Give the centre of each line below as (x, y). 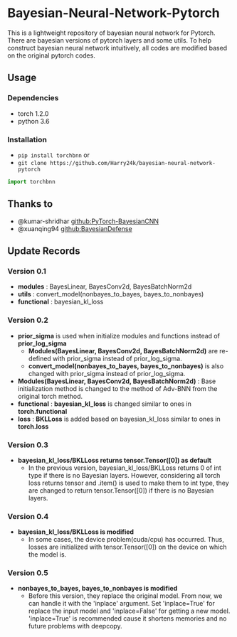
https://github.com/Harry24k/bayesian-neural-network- (132, 163)
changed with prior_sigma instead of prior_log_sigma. (107, 373)
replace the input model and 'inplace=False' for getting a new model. (129, 611)
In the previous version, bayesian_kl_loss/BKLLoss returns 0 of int (125, 468)
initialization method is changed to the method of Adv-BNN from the (117, 388)
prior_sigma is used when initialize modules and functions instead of (119, 336)
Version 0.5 (28, 573)
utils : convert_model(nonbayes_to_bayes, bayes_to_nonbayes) (111, 294)
